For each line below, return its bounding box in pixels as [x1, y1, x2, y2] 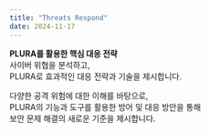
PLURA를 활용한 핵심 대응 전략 [9, 47, 118, 59]
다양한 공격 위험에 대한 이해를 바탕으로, [9, 90, 149, 101]
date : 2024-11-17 [9, 22, 76, 31]
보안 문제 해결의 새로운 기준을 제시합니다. [9, 113, 156, 124]
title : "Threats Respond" [9, 13, 108, 23]
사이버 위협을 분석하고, [9, 59, 90, 70]
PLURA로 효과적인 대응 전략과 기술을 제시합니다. [9, 70, 183, 82]
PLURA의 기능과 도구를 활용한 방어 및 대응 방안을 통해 [9, 101, 202, 112]
